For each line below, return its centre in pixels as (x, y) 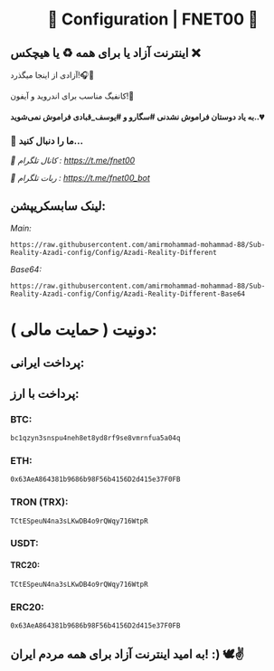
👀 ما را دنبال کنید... (47, 140)
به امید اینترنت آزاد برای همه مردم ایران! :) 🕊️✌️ (128, 654)
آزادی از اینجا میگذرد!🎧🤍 (52, 75)
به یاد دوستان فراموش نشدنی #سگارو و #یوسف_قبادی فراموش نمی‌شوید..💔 (137, 117)
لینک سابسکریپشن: (58, 207)
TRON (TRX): (39, 502)
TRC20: (25, 565)
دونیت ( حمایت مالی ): (84, 329)
